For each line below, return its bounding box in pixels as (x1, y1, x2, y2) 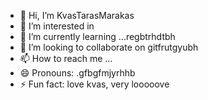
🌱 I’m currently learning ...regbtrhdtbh (19, 31, 176, 42)
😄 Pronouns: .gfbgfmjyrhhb (19, 67, 136, 79)
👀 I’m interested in (19, 20, 95, 32)
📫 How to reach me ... (19, 53, 113, 64)
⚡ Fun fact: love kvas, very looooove (19, 78, 170, 90)
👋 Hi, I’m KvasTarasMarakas (19, 10, 135, 21)
